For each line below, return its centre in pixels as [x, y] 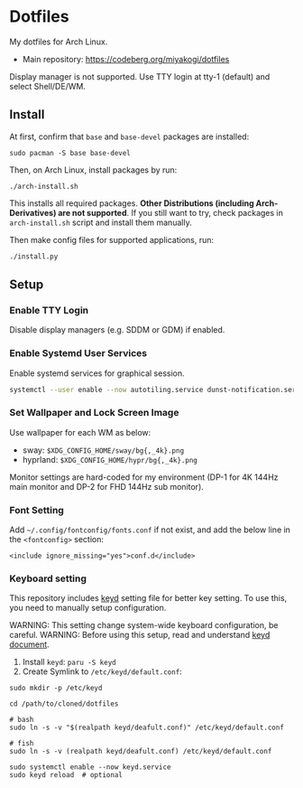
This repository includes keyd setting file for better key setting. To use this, [148, 598]
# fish [22, 744]
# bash [22, 720]
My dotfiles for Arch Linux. [59, 42]
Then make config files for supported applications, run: [112, 239]
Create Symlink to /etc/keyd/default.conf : [102, 671]
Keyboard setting [48, 578]
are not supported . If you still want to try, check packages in [171, 212]
